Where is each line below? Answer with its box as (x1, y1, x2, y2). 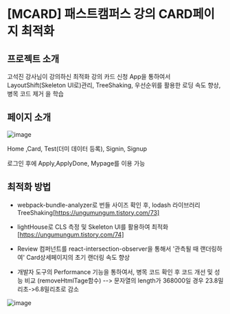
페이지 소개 (7, 111, 51, 124)
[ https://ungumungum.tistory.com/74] (16, 230, 124, 238)
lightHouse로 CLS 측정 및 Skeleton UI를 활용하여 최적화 (16, 223, 169, 231)
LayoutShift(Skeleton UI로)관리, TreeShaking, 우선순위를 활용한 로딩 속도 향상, (7, 81, 221, 89)
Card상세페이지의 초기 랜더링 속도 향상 (26, 253, 130, 261)
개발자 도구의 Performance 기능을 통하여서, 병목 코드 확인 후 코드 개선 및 (16, 267, 213, 276)
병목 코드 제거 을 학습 (7, 90, 64, 98)
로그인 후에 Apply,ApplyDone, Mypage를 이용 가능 (7, 159, 146, 167)
